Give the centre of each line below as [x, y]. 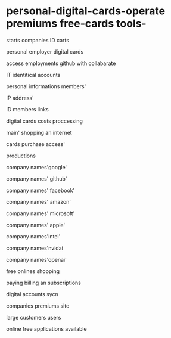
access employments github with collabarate [61, 63]
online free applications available [47, 328]
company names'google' [37, 167]
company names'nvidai [35, 248]
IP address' [20, 98]
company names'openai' [36, 259]
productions [21, 156]
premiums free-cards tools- [77, 24]
